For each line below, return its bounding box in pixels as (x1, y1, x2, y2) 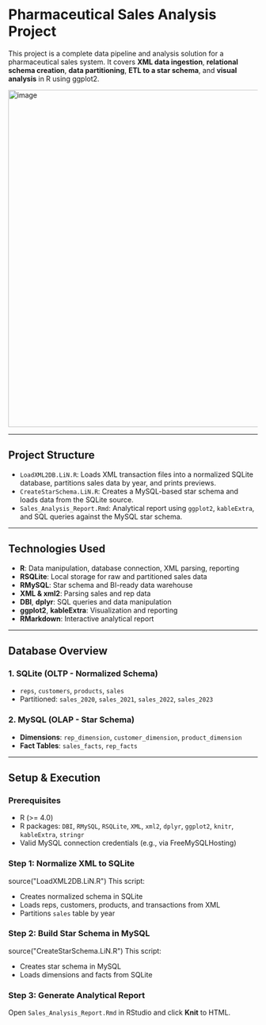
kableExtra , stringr (19, 830, 85, 839)
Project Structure (8, 448, 95, 462)
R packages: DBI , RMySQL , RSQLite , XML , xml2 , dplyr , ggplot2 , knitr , (19, 821, 234, 831)
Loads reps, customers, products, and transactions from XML (19, 900, 221, 909)
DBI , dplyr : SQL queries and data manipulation (19, 597, 172, 606)
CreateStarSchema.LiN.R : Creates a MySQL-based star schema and (19, 486, 239, 496)
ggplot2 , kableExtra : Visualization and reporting (19, 605, 178, 615)
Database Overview (8, 644, 108, 658)
